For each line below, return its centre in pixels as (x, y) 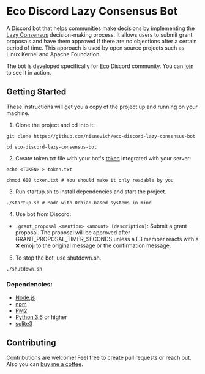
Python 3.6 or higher (41, 317)
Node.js (25, 297)
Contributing (31, 343)
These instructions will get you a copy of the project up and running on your (102, 107)
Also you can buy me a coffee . (45, 364)
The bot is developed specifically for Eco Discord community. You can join (100, 66)
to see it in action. (29, 72)
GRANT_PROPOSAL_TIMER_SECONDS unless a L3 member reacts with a (107, 239)
